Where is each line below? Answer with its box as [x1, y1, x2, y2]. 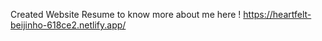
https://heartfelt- [243, 9, 312, 20]
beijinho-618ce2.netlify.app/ [10, 19, 127, 31]
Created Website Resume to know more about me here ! [10, 9, 242, 20]
